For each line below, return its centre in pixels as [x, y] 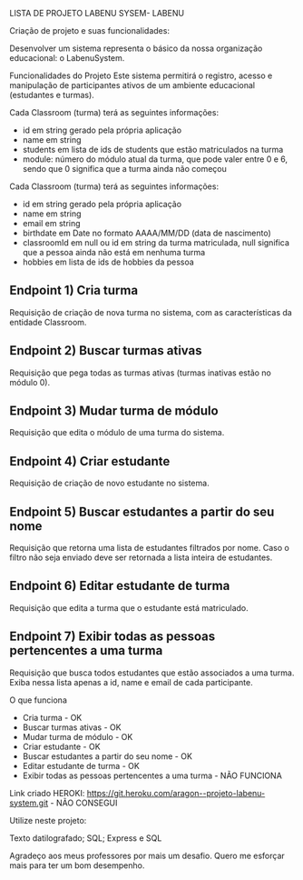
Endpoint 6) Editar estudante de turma [120, 586]
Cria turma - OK [52, 717]
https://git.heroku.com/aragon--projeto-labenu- [176, 793]
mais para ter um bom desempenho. [77, 865]
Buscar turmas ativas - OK [72, 727]
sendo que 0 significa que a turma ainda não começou [124, 169]
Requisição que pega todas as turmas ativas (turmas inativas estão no [141, 373]
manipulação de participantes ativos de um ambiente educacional [132, 85]
